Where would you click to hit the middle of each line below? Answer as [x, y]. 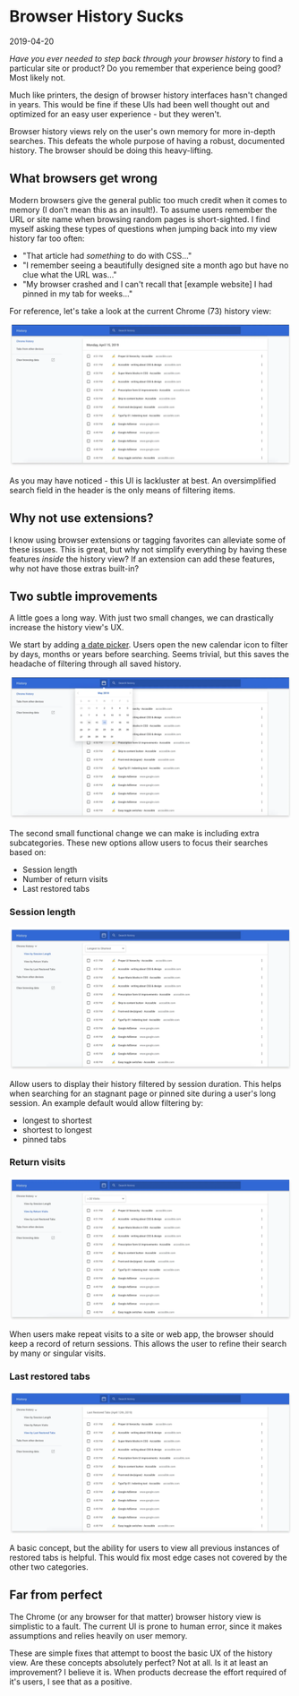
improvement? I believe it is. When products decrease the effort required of [148, 1672]
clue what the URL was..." [70, 274]
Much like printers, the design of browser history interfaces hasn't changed [149, 95]
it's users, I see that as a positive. [71, 1682]
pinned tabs [44, 1139]
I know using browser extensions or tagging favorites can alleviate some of [148, 540]
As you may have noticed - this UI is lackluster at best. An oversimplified [143, 480]
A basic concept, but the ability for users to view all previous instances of [145, 1548]
